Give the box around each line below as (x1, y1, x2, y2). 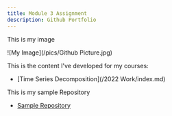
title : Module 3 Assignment (7, 10, 88, 17)
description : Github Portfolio (7, 16, 97, 23)
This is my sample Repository (7, 88, 90, 96)
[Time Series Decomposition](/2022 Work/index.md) (16, 74, 166, 83)
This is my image (7, 35, 55, 43)
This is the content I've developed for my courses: (7, 61, 149, 70)
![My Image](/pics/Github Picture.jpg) (7, 48, 113, 57)
